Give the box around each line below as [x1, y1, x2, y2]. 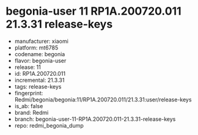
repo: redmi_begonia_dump [14, 122, 84, 129]
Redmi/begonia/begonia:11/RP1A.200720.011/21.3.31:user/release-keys [14, 96, 192, 103]
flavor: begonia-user [14, 57, 67, 64]
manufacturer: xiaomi [14, 37, 68, 45]
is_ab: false [14, 102, 43, 109]
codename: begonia [14, 50, 65, 57]
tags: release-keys [14, 82, 62, 90]
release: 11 [14, 63, 41, 71]
